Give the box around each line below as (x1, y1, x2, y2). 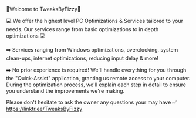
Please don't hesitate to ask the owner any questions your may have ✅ (6, 99, 177, 106)
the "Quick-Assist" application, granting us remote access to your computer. (6, 75, 191, 82)
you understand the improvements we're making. (6, 87, 125, 94)
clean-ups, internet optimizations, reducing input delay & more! (6, 55, 159, 62)
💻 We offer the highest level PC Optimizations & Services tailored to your (6, 18, 184, 24)
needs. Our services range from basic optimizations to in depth (6, 26, 159, 32)
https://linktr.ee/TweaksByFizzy (6, 106, 83, 112)
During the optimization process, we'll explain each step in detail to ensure (6, 81, 187, 88)
